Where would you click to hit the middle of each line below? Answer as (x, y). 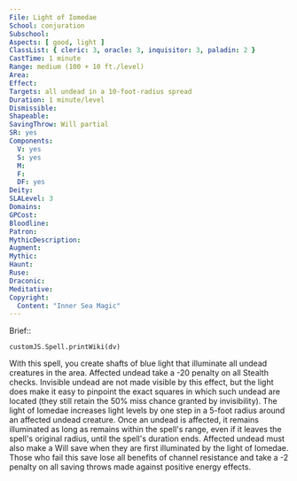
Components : (31, 141)
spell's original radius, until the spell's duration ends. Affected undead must (147, 438)
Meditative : (31, 289)
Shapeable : (29, 116)
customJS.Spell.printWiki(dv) (65, 347)
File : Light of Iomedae (53, 17)
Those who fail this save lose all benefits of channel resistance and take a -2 (149, 458)
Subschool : (29, 34)
